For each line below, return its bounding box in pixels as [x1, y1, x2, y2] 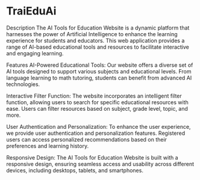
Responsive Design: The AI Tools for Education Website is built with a [6, 154, 179, 161]
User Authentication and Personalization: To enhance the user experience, [6, 123, 191, 130]
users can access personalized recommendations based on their [6, 135, 167, 143]
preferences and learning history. [6, 142, 89, 149]
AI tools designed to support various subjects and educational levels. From [6, 67, 192, 75]
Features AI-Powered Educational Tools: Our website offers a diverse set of [6, 61, 193, 69]
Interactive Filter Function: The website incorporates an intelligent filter [6, 92, 182, 99]
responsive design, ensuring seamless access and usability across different [6, 160, 195, 167]
